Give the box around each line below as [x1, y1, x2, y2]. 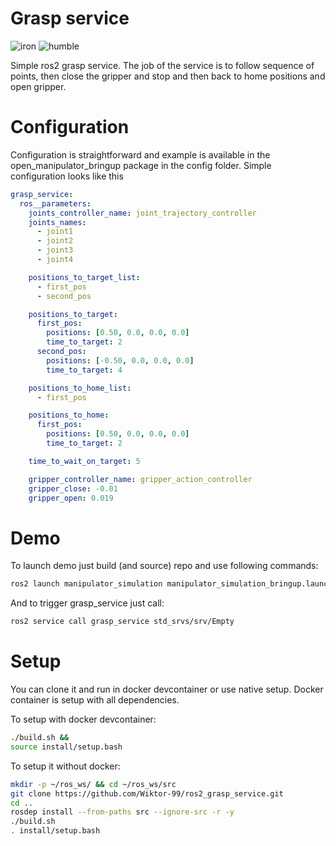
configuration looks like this [10, 170, 124, 182]
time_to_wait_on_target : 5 [28, 456, 141, 466]
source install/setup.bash [10, 742, 123, 752]
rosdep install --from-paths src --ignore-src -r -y [10, 807, 235, 817]
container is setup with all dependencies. [10, 694, 180, 706]
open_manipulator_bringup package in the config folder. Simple [10, 159, 272, 171]
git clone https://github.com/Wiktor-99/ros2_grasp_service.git [10, 788, 284, 799]
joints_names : [28, 217, 87, 227]
